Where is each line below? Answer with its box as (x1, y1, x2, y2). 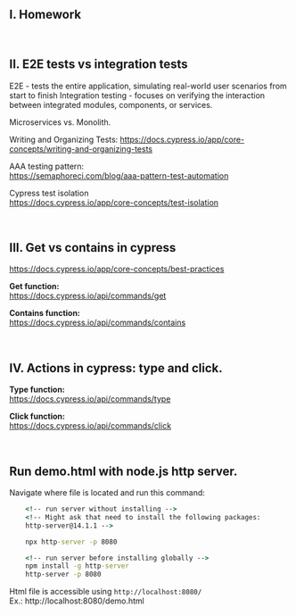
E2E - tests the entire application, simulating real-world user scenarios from (9, 80, 287, 91)
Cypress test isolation (9, 187, 89, 198)
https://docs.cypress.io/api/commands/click (9, 420, 172, 431)
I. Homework (9, 7, 82, 22)
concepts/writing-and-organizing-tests (9, 143, 153, 154)
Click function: (9, 411, 65, 422)
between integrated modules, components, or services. (9, 99, 213, 110)
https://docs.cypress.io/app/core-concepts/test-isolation (9, 196, 219, 208)
